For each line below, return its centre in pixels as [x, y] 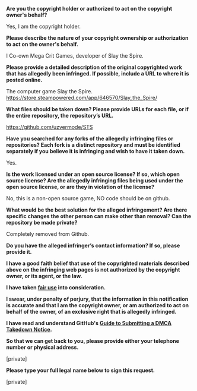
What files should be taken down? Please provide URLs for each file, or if [97, 109]
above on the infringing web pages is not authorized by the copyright [93, 269]
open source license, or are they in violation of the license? [80, 187]
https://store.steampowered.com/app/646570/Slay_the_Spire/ [82, 98]
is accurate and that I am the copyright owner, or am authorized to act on [98, 305]
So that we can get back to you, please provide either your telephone [93, 341]
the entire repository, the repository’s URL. [60, 116]
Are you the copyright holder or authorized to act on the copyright [89, 9]
